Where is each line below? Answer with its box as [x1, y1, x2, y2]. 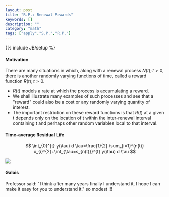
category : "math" [5, 26, 42, 31]
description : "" [5, 21, 39, 27]
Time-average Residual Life [5, 132, 65, 138]
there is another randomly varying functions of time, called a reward [5, 73, 147, 79]
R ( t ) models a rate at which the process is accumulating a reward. [12, 88, 149, 94]
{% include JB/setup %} [5, 45, 55, 51]
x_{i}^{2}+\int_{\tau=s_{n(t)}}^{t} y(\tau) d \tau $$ [33, 149, 136, 155]
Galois [5, 170, 19, 175]
